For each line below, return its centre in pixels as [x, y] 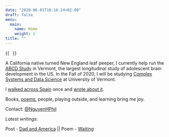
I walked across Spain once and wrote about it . [55, 89]
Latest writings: [22, 119]
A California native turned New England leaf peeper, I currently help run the [85, 63]
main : [16, 24]
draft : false [19, 15]
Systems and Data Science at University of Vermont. [61, 79]
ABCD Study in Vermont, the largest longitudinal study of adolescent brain [83, 68]
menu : [11, 19]
